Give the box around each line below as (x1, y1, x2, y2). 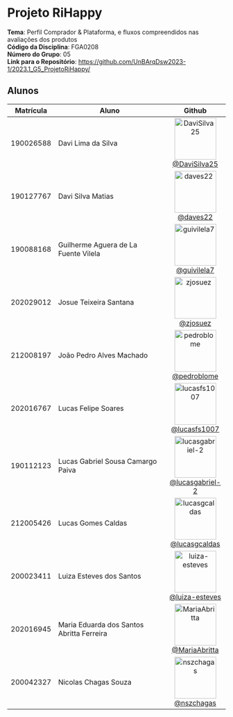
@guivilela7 (175, 265, 215, 275)
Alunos (7, 85, 40, 97)
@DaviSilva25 (172, 159, 218, 168)
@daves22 (178, 212, 214, 222)
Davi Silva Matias (58, 191, 114, 201)
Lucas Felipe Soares (58, 403, 124, 413)
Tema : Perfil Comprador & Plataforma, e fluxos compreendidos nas (7, 28, 199, 36)
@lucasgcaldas (170, 539, 221, 549)
